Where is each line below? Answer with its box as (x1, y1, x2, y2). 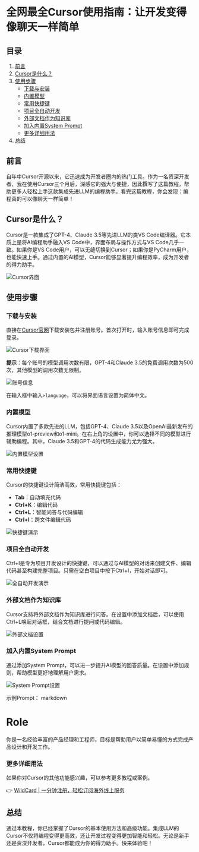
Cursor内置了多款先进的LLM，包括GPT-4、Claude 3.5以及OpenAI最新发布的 (6, 422, 193, 430)
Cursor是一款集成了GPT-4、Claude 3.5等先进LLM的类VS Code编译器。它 (6, 231, 186, 238)
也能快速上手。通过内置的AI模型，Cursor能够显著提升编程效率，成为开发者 (6, 253, 189, 260)
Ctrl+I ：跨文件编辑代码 (14, 516, 71, 523)
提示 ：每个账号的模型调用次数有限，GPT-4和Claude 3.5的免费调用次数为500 (6, 359, 194, 366)
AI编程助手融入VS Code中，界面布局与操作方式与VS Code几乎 (26, 238, 179, 245)
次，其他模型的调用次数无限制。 (6, 367, 84, 374)
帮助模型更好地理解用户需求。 (16, 669, 90, 676)
